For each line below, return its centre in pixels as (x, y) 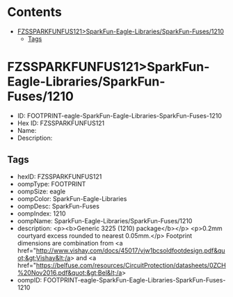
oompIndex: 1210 (41, 214)
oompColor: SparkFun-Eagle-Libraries (72, 198)
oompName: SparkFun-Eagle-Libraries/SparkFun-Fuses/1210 (105, 220)
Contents (35, 12)
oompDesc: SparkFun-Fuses (58, 206)
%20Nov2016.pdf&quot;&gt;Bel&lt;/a (70, 273)
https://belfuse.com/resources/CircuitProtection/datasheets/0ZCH (131, 265)
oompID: (30, 280)
